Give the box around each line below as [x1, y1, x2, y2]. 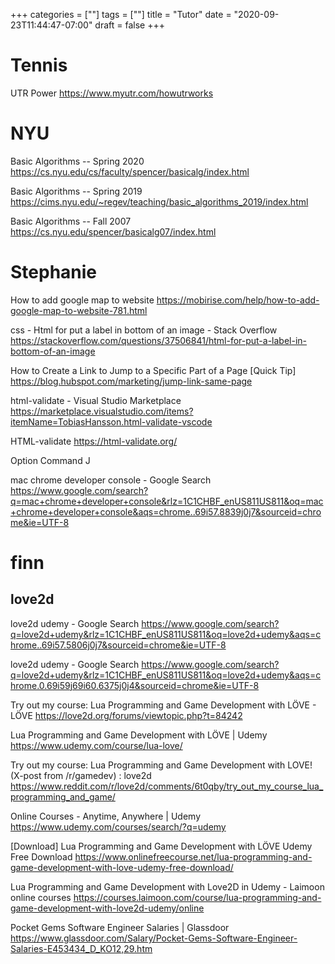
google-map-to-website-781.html [10, 304, 148, 316]
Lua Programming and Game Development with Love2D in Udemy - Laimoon [10, 880, 325, 893]
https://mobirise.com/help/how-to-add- [156, 294, 320, 306]
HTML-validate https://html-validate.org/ [10, 435, 178, 447]
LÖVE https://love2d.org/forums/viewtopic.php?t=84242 [10, 709, 243, 721]
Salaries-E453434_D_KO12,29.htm [10, 942, 153, 954]
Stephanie [10, 261, 98, 284]
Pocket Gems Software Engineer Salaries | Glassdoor [10, 921, 230, 933]
